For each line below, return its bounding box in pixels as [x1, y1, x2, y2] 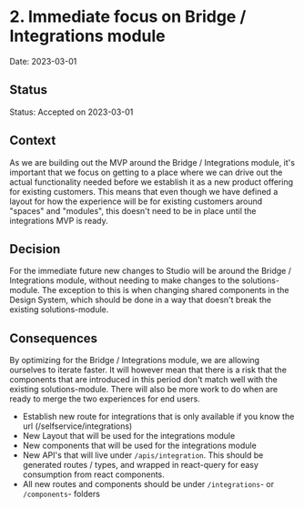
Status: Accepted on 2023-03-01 [9, 107, 134, 117]
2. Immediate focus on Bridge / [9, 6, 247, 27]
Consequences [9, 330, 98, 346]
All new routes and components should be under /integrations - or [22, 479, 275, 490]
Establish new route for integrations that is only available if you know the [22, 411, 295, 422]
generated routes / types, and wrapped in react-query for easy [22, 460, 259, 471]
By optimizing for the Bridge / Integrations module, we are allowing [9, 355, 260, 366]
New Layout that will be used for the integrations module [22, 431, 236, 442]
